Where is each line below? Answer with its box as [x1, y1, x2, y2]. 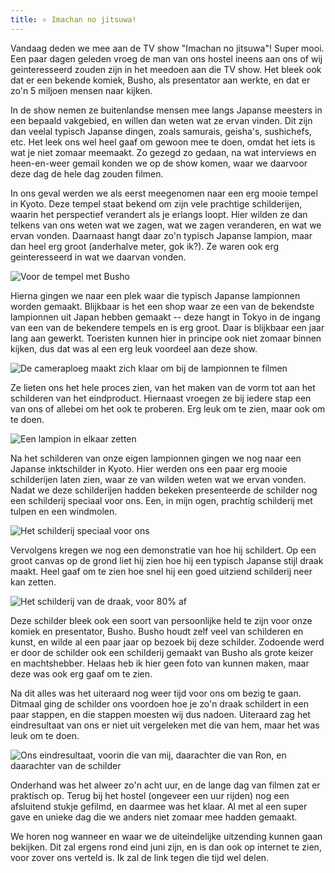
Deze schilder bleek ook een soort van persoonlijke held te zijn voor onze [10, 614, 313, 626]
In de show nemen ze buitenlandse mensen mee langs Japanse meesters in [10, 104, 323, 116]
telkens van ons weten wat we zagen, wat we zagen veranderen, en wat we [10, 219, 322, 231]
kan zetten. [10, 576, 57, 588]
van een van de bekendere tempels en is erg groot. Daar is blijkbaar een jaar [10, 321, 325, 333]
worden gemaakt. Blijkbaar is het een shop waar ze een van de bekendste [10, 300, 315, 312]
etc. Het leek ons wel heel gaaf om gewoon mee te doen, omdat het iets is [10, 136, 316, 148]
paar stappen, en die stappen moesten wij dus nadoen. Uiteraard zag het [10, 708, 311, 720]
